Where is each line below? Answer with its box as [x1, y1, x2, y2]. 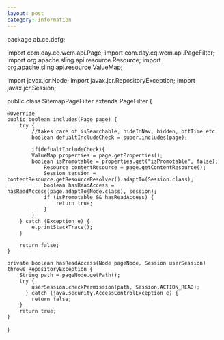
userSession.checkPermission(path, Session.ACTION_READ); [31, 283, 200, 291]
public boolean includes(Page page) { [7, 116, 117, 123]
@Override [7, 110, 36, 117]
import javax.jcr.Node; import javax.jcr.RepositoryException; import [7, 76, 196, 84]
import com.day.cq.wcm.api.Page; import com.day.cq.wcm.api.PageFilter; [7, 49, 215, 57]
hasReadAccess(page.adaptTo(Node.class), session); [7, 187, 157, 195]
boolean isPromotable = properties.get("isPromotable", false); [31, 158, 219, 165]
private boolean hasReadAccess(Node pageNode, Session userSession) [7, 259, 206, 267]
